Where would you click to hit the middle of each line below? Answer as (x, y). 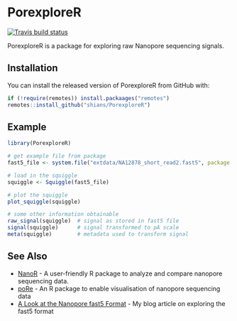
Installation (33, 68)
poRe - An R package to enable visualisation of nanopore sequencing (119, 288)
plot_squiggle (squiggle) (44, 202)
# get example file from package (57, 156)
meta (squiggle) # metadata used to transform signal (98, 234)
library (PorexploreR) (39, 143)
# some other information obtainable (63, 214)
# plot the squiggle (38, 195)
